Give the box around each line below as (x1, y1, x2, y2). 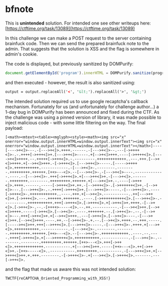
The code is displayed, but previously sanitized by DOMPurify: (5, 61, 133, 67)
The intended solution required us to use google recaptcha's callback (5, 98, 148, 104)
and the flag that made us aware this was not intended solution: (5, 266, 136, 272)
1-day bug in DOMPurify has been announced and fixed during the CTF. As (5, 109, 159, 115)
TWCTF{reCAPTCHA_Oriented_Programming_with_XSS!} (5, 275, 111, 281)
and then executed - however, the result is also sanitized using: (5, 79, 135, 86)
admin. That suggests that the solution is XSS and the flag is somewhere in (5, 46, 159, 52)
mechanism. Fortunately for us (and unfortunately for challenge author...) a (5, 104, 159, 110)
